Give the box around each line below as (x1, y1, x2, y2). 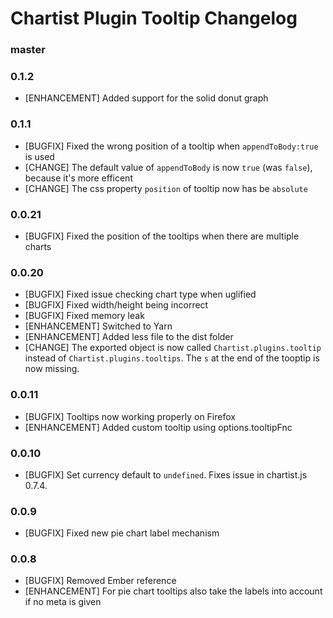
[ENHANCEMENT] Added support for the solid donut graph (24, 92, 269, 104)
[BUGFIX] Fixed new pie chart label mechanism (24, 527, 220, 539)
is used (24, 150, 55, 162)
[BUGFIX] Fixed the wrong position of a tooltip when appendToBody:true (24, 140, 319, 152)
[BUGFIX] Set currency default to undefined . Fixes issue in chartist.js (24, 468, 308, 481)
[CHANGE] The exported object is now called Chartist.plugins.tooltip (24, 342, 322, 354)
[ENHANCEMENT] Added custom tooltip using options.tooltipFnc (24, 421, 293, 433)
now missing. (24, 363, 80, 375)
